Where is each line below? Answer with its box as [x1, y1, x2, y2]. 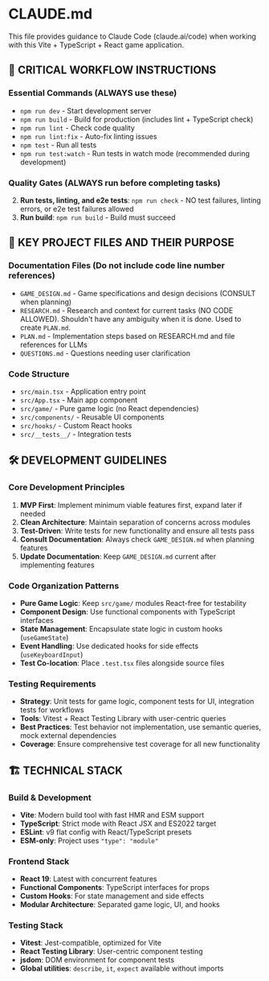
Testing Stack [8, 920, 63, 931]
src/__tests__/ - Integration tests [19, 429, 132, 439]
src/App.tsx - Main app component [19, 395, 138, 405]
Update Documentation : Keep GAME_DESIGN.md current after [19, 551, 217, 561]
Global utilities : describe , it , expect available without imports [19, 963, 224, 974]
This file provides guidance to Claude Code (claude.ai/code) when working [8, 31, 257, 41]
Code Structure [8, 368, 70, 379]
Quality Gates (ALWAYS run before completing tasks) [8, 177, 221, 188]
